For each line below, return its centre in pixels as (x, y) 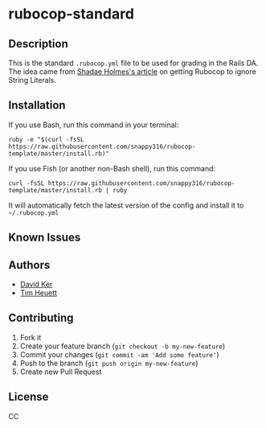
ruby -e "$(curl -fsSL (46, 139)
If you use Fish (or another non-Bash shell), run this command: (112, 168)
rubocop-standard (72, 14)
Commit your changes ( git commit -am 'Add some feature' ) (119, 354)
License (29, 397)
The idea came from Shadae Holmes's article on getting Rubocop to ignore (133, 72)
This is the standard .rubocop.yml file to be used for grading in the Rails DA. (133, 63)
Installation (37, 105)
